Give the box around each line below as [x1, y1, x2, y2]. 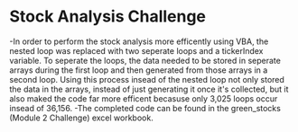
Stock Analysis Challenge [9, 6, 206, 27]
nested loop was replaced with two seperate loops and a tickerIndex [9, 45, 264, 56]
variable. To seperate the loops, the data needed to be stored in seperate [9, 55, 282, 66]
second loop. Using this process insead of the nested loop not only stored [9, 74, 284, 84]
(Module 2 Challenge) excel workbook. [9, 112, 154, 123]
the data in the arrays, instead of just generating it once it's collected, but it [9, 84, 289, 94]
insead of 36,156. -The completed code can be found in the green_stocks [9, 102, 282, 113]
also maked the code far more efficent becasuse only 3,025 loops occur [9, 92, 278, 104]
